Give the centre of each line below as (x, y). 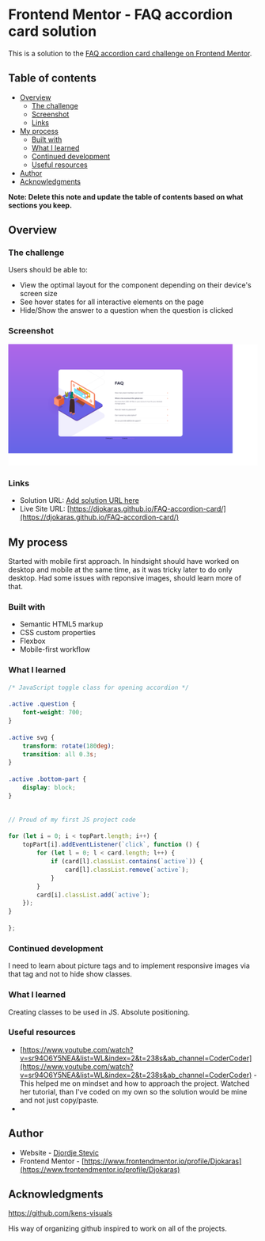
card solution (53, 31)
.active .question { (42, 704)
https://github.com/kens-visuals (61, 1213)
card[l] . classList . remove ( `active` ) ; (127, 870)
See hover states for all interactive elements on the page (112, 302)
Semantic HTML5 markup (61, 624)
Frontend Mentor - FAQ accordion (121, 15)
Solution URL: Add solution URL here (79, 501)
